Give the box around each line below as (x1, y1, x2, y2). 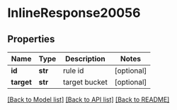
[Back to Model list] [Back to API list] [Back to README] (7, 95, 170, 104)
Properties (7, 33, 55, 45)
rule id (62, 66, 84, 75)
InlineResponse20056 (7, 5, 141, 21)
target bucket (62, 78, 108, 87)
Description (64, 54, 106, 63)
